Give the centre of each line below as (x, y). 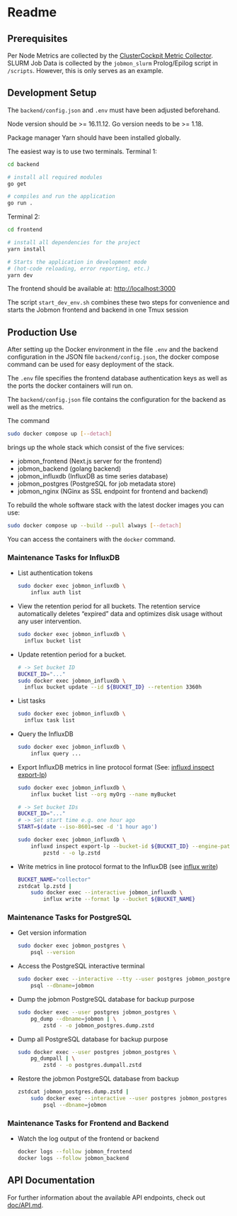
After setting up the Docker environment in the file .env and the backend (113, 349)
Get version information (52, 933)
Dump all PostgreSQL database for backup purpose (93, 1039)
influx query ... (56, 753)
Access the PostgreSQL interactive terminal (81, 966)
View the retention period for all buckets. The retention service (109, 606)
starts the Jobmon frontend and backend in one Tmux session (98, 310)
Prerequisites (37, 39)
